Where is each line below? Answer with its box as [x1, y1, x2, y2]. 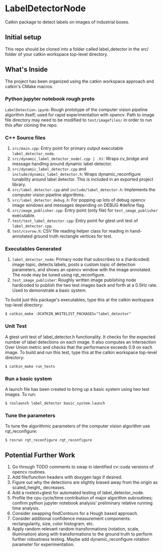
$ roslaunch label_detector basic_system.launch [5, 401, 105, 406]
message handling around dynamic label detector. [12, 161, 113, 167]
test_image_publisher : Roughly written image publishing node [12, 277, 136, 283]
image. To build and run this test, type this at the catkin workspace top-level [5, 349, 157, 355]
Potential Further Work [5, 451, 75, 459]
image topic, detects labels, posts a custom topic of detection [12, 261, 136, 268]
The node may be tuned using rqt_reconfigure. [12, 272, 106, 278]
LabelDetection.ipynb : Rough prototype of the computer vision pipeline [5, 107, 148, 112]
